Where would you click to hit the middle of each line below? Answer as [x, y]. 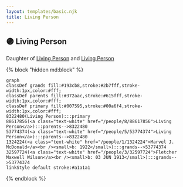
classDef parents [27, 96]
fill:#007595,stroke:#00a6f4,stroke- [97, 106]
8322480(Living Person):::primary [48, 117]
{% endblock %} [26, 179]
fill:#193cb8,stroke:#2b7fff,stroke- [94, 86]
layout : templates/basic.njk [42, 11]
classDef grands [26, 86]
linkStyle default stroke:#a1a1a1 [48, 168]
